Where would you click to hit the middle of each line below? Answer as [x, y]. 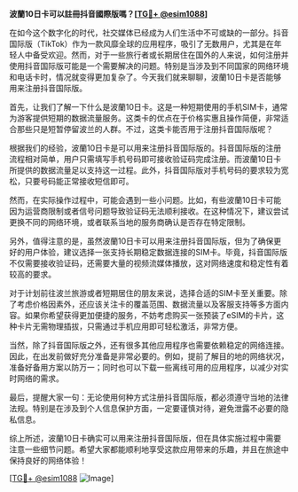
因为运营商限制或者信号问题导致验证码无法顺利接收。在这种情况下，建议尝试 [149, 211]
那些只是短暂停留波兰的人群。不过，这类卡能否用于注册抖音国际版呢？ [145, 129]
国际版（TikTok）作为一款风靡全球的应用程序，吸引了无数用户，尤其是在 [142, 44]
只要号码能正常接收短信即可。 [79, 181]
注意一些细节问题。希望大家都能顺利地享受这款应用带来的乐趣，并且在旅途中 [149, 449]
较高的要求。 [32, 274]
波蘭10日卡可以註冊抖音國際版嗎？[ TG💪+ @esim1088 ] [109, 14]
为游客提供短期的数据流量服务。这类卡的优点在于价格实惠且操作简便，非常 [145, 118]
